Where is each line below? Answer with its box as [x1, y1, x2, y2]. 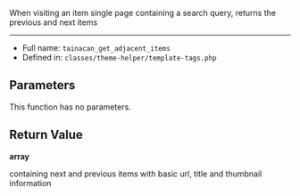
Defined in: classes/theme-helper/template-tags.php [21, 53, 217, 62]
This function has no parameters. [9, 102, 131, 112]
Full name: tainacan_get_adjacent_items [21, 43, 171, 53]
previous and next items [9, 17, 98, 28]
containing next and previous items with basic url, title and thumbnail [9, 168, 262, 179]
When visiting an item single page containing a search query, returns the [9, 8, 277, 18]
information [9, 177, 52, 188]
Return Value [9, 127, 83, 143]
